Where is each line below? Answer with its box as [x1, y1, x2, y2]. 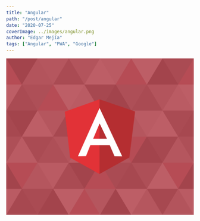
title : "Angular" [6, 10, 49, 15]
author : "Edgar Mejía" [6, 35, 62, 41]
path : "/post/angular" [6, 15, 62, 22]
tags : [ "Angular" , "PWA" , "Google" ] [6, 41, 97, 47]
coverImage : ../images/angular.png [6, 29, 95, 35]
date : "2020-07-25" [6, 22, 55, 28]
